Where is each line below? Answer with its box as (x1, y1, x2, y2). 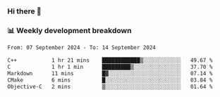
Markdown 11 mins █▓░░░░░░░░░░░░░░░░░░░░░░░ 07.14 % (7, 70, 213, 77)
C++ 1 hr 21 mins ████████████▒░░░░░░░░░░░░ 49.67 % (7, 57, 213, 64)
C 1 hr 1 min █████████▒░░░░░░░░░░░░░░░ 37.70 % (7, 63, 213, 70)
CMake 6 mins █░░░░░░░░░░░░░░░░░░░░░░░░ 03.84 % (7, 77, 213, 84)
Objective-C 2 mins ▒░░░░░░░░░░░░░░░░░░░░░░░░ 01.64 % (7, 83, 213, 90)
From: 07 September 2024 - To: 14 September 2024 (7, 44, 157, 51)
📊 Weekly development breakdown (7, 25, 132, 35)
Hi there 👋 (7, 6, 42, 16)
